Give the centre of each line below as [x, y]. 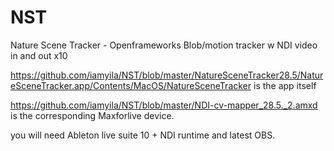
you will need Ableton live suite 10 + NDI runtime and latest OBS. [143, 135]
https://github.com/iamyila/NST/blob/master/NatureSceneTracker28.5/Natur [167, 75]
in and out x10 [39, 55]
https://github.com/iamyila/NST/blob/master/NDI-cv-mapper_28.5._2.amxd [164, 105]
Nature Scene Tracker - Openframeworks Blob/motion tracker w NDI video [164, 45]
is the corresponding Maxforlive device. [92, 115]
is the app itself [285, 85]
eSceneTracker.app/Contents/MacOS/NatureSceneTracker [131, 85]
